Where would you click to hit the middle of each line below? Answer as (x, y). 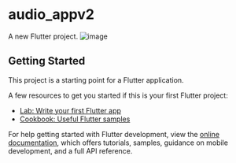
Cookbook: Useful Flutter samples (75, 119)
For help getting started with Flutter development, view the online (114, 134)
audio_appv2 (51, 15)
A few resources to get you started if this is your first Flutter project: (118, 95)
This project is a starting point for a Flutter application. (96, 80)
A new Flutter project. (43, 36)
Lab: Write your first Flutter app (70, 110)
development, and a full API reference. (70, 150)
